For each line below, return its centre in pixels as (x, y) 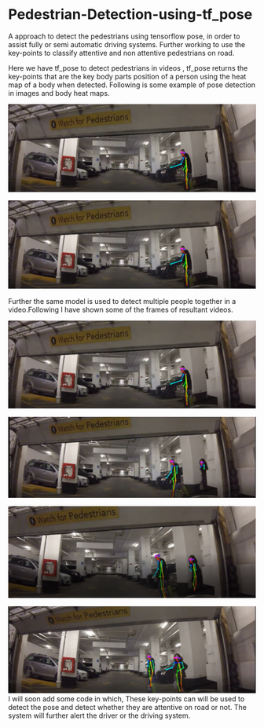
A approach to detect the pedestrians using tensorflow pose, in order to (124, 36)
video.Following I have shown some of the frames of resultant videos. (121, 309)
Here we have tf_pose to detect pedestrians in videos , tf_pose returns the (128, 68)
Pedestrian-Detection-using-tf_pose (130, 15)
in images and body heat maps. (59, 93)
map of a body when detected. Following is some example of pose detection (132, 85)
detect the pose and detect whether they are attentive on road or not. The (128, 708)
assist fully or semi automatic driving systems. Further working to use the (127, 44)
